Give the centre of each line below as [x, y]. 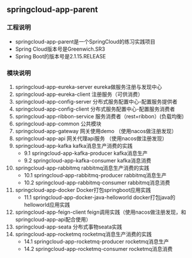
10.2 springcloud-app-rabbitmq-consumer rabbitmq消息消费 [97, 183]
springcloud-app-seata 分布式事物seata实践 [68, 227]
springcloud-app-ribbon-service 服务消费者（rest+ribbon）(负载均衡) [100, 116]
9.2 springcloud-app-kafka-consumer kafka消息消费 [87, 160]
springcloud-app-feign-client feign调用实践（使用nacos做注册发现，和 [101, 212]
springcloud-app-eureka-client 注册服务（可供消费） [79, 94]
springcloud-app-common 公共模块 [58, 124]
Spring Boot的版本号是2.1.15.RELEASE [60, 56]
